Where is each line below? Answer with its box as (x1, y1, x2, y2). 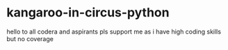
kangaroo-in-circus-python (6, 5, 170, 21)
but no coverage (6, 34, 54, 42)
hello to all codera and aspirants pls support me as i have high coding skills (6, 27, 222, 36)
